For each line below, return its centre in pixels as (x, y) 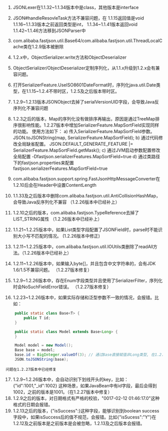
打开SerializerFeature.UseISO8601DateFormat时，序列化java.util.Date (84, 85)
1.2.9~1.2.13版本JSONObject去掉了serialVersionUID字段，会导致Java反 (86, 102)
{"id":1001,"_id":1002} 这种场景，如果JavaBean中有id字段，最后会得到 (85, 385)
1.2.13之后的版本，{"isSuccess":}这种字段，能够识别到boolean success (86, 410)
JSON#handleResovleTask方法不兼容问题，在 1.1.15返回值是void (78, 18)
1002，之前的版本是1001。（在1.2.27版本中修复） (62, 392)
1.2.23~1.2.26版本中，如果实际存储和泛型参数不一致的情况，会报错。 (84, 297)
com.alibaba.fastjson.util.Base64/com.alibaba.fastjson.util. (73, 41)
